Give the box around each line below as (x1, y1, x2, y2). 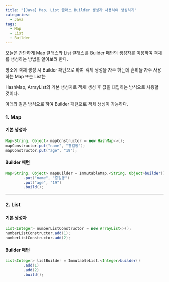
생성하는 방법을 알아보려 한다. (10, 56, 69, 62)
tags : (5, 21, 17, 27)
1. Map (5, 114, 22, 121)
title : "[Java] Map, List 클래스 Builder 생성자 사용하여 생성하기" (5, 7, 137, 13)
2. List (5, 201, 21, 208)
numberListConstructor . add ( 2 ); (5, 235, 71, 241)
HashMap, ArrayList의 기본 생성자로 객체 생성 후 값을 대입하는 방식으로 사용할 (5, 84, 159, 90)
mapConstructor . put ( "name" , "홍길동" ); (5, 143, 86, 148)
